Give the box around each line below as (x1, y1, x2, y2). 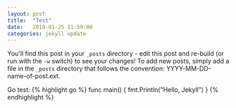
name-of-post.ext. (7, 72, 61, 80)
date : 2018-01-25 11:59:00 (7, 23, 93, 30)
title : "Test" (7, 17, 52, 24)
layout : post (7, 10, 46, 18)
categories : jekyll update (7, 30, 87, 37)
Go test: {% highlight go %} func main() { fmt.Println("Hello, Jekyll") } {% (7, 85, 219, 94)
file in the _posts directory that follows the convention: (7, 64, 166, 73)
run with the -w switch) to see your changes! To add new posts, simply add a (7, 57, 230, 66)
